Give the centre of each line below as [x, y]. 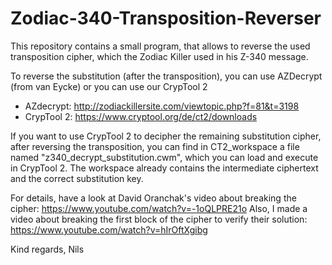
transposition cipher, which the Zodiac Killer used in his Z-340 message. [159, 56]
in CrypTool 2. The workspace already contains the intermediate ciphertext [164, 168]
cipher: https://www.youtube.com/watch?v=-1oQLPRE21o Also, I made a [159, 208]
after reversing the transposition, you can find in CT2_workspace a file [155, 146]
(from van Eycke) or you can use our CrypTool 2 [109, 86]
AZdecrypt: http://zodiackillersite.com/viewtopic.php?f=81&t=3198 [162, 106]
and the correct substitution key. [77, 178]
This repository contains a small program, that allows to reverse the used [160, 46]
